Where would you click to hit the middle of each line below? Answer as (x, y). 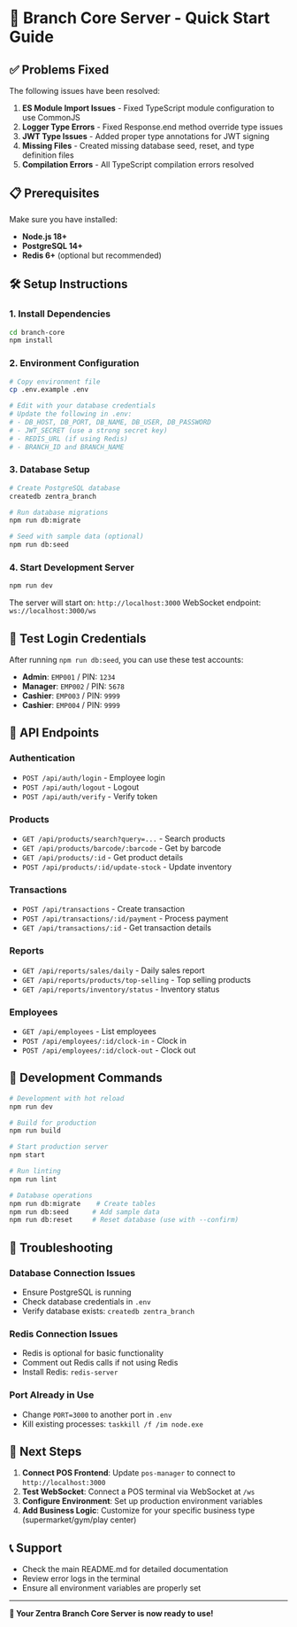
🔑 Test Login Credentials (78, 638)
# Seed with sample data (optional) (76, 537)
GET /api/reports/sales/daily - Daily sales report (113, 970)
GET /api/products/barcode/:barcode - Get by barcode (122, 848)
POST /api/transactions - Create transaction (103, 909)
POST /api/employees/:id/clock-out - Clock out (109, 1050)
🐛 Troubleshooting (61, 1247)
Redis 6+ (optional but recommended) (91, 255)
